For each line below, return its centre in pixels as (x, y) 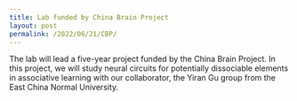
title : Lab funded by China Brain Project (89, 17)
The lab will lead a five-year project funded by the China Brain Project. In (142, 59)
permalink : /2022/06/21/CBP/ (63, 34)
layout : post (33, 26)
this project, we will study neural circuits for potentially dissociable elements (149, 68)
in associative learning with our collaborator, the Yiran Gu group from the (143, 78)
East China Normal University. (64, 87)
